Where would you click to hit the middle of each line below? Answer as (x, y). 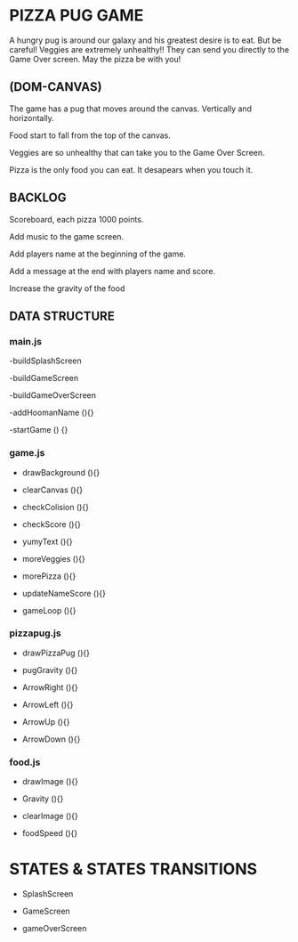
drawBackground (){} (61, 472)
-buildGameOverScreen (52, 395)
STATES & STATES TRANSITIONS (133, 869)
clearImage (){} (50, 816)
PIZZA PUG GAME (77, 16)
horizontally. (32, 118)
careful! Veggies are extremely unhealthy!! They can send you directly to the (149, 49)
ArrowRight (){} (50, 687)
